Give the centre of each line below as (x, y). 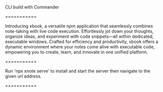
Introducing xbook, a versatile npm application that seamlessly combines (79, 26)
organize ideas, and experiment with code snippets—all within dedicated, (80, 36)
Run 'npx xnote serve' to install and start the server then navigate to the (78, 71)
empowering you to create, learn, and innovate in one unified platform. (77, 52)
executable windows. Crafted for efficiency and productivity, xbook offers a (82, 42)
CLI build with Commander (32, 7)
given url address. (23, 76)
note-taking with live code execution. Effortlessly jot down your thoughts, (79, 31)
